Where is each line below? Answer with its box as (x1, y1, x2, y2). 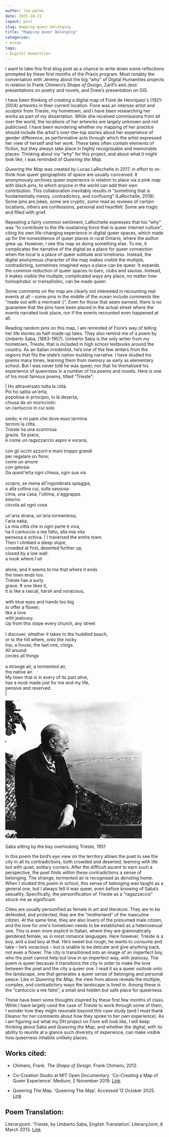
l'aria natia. (5, 518, 29, 524)
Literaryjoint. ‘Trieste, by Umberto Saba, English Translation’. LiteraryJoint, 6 (5, 1121, 163, 1127)
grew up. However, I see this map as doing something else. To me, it (5, 240, 147, 246)
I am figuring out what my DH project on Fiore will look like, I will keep (5, 1018, 150, 1024)
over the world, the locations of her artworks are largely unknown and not (5, 118, 158, 124)
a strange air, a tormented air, (5, 663, 67, 669)
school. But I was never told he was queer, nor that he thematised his (5, 363, 149, 369)
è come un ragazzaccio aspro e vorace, (5, 437, 88, 443)
